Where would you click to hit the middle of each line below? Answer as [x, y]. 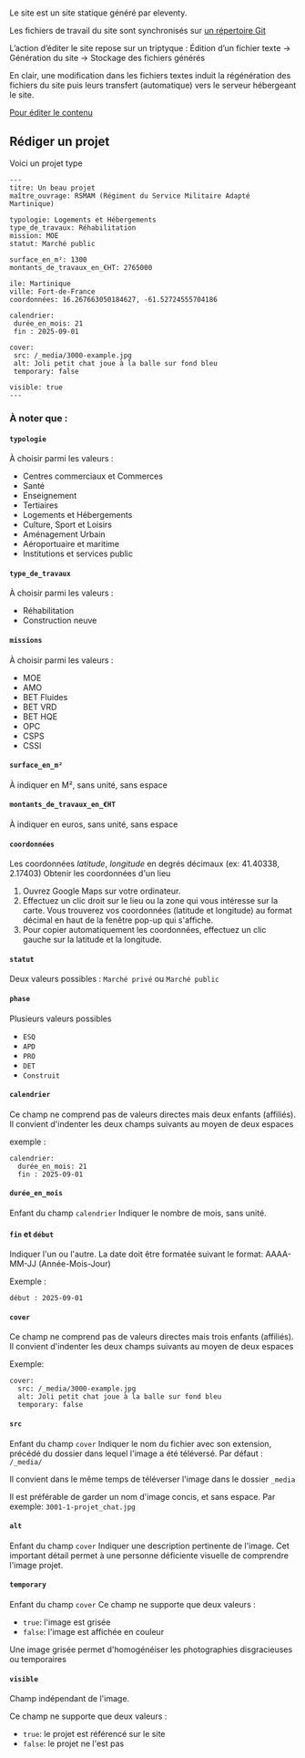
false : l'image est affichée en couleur [93, 1631]
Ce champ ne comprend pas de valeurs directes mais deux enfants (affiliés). [152, 1114]
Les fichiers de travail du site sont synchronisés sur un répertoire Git [138, 31]
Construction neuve [60, 620]
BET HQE [40, 716]
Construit [41, 1075]
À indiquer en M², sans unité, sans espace [89, 785]
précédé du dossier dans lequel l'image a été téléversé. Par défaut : [136, 1453]
